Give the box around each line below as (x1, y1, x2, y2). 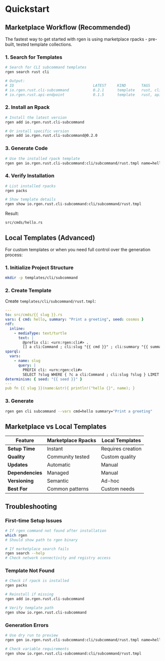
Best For (7, 485, 28, 492)
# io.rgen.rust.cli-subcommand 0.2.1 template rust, (5, 87, 153, 92)
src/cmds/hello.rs (5, 220, 43, 225)
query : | (18, 363, 36, 368)
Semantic (47, 477, 69, 484)
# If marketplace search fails (5, 546, 69, 551)
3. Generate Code (5, 145, 48, 152)
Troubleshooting (5, 502, 57, 510)
